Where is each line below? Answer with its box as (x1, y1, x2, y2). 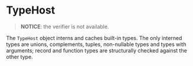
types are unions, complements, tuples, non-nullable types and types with (6, 41, 187, 48)
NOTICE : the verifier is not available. (20, 23, 109, 30)
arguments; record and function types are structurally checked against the (6, 47, 187, 54)
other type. (6, 53, 34, 60)
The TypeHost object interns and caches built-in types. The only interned (6, 34, 182, 41)
